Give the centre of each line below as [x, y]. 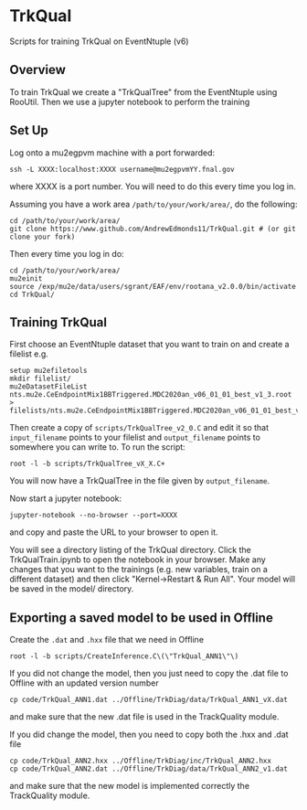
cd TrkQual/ [32, 294]
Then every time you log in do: [67, 253]
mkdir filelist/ [40, 379]
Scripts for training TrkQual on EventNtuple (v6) [99, 41]
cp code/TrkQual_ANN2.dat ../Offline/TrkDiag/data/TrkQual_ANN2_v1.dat [148, 769]
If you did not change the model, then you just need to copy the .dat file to [149, 674]
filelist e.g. [29, 354]
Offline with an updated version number [85, 683]
